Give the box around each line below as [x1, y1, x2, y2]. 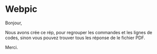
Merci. [5, 44, 18, 50]
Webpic [5, 3, 38, 15]
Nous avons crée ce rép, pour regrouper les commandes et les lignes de [5, 29, 153, 35]
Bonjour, [5, 20, 22, 26]
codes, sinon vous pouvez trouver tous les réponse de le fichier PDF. [5, 35, 146, 41]
